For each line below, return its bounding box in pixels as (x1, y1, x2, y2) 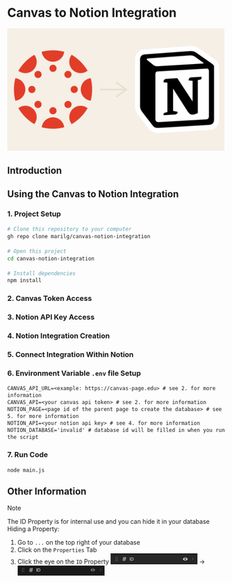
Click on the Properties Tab (17, 545, 97, 554)
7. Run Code (7, 450, 49, 460)
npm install (7, 277, 42, 284)
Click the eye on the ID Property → (17, 557, 206, 566)
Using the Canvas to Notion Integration (7, 188, 179, 200)
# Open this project (7, 247, 67, 255)
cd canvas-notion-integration (7, 255, 95, 262)
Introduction (7, 164, 63, 176)
